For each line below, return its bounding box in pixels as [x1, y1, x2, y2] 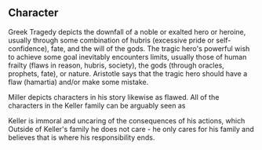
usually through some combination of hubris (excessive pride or [8, 35, 214, 45]
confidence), [8, 43, 49, 53]
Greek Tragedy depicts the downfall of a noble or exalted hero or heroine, [8, 27, 246, 36]
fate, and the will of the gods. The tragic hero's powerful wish [50, 43, 250, 53]
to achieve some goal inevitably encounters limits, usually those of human [8, 52, 247, 61]
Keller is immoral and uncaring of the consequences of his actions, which [8, 115, 246, 125]
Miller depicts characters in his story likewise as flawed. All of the [8, 92, 220, 101]
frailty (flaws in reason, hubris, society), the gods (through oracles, [8, 60, 225, 70]
